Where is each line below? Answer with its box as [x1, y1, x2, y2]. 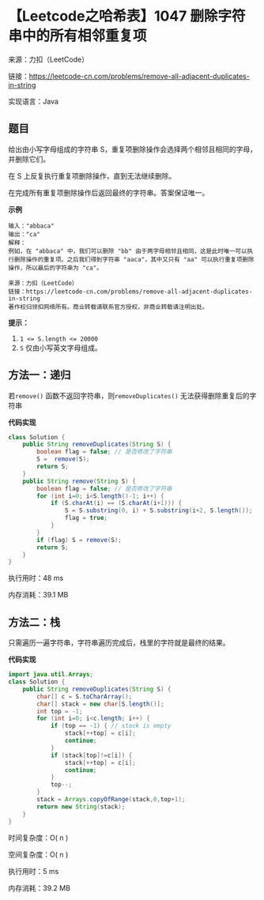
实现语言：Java [8, 96, 59, 106]
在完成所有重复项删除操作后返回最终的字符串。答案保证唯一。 [8, 187, 209, 198]
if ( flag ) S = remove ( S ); [36, 536, 123, 544]
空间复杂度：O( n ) [8, 849, 69, 859]
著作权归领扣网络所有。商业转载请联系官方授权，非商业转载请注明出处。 [8, 303, 209, 311]
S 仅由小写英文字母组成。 [19, 343, 102, 352]
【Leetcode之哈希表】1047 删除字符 [8, 7, 246, 25]
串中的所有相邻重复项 [8, 27, 148, 45]
